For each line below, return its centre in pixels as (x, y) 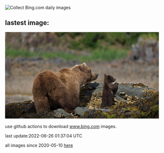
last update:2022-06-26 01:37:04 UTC (44, 136)
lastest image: (27, 23)
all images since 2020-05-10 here (39, 145)
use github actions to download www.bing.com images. (61, 127)
